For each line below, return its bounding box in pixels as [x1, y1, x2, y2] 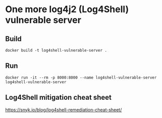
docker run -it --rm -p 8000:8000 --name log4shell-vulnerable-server [5, 75, 157, 80]
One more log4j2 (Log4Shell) [5, 4, 129, 15]
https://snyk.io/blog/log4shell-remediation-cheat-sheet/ [5, 106, 122, 112]
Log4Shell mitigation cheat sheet [5, 93, 112, 102]
